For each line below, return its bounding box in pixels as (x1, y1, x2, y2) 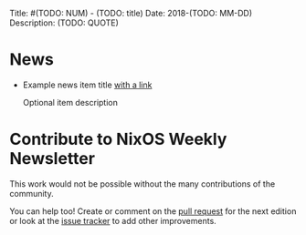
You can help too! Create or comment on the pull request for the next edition (9, 205, 297, 217)
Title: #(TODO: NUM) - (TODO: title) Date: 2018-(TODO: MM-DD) (9, 8, 253, 18)
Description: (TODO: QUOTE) (9, 17, 119, 28)
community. (9, 188, 54, 199)
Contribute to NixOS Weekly (9, 129, 227, 149)
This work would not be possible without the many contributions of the (9, 178, 276, 189)
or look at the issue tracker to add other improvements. (9, 215, 216, 226)
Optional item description (22, 97, 119, 107)
